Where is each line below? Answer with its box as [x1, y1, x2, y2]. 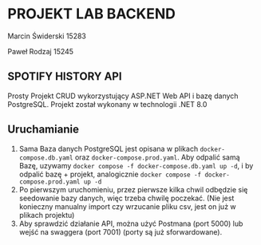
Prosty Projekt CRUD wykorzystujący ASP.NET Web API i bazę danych [7, 91, 239, 101]
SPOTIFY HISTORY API [7, 69, 122, 84]
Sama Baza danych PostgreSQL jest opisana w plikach [18, 144, 199, 153]
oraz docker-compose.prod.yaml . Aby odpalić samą [74, 152, 240, 162]
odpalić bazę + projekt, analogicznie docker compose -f [18, 169, 201, 179]
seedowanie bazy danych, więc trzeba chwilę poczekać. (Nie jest [18, 193, 235, 203]
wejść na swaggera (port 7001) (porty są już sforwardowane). [18, 227, 223, 236]
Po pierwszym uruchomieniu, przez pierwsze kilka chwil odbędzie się [18, 184, 248, 194]
